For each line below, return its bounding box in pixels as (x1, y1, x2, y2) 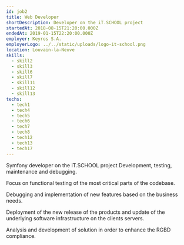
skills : (6, 52, 25, 58)
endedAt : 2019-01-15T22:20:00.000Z (6, 31, 93, 37)
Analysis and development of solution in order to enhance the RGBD (6, 226, 171, 233)
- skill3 (11, 63, 33, 69)
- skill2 (11, 58, 33, 64)
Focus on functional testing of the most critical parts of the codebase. (6, 179, 175, 186)
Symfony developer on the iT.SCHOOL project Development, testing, (6, 161, 172, 168)
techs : (6, 96, 22, 102)
